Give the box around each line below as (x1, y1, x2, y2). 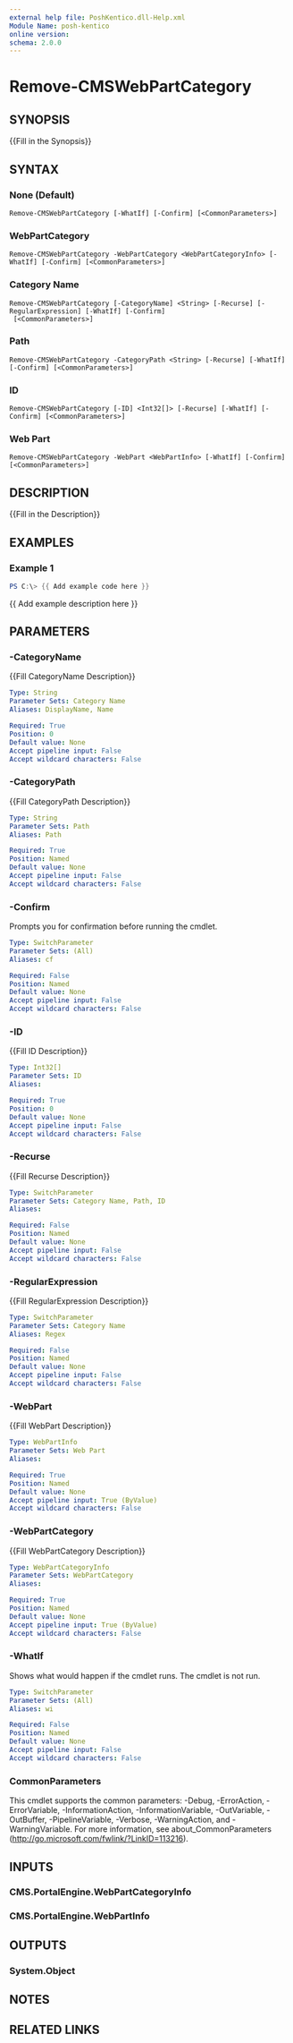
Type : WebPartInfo (9, 1438, 78, 1447)
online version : (9, 30, 70, 38)
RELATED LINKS (9, 2022, 100, 2038)
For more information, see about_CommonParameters (74, 1824, 272, 1834)
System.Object (9, 1964, 76, 1977)
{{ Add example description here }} (9, 598, 138, 609)
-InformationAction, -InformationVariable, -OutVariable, (62, 1805, 265, 1816)
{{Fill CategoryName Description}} (9, 671, 136, 682)
